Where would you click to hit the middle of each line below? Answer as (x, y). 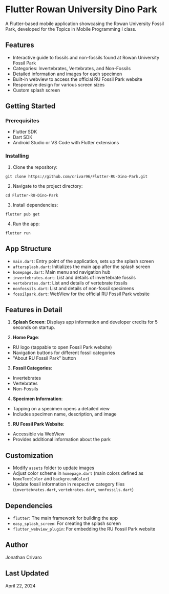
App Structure (28, 249)
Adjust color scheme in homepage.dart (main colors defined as (78, 473)
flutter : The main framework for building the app (65, 518)
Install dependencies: (35, 205)
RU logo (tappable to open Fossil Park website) (62, 347)
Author (17, 545)
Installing (17, 156)
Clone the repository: (35, 167)
